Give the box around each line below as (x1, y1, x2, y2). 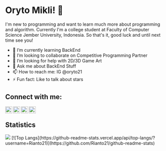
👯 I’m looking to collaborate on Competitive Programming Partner (12, 52, 147, 58)
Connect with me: (5, 93, 62, 101)
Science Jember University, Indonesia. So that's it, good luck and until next (5, 32, 161, 38)
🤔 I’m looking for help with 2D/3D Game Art (12, 57, 102, 63)
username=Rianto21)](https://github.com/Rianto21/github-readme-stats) (5, 140, 155, 146)
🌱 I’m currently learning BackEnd (12, 47, 80, 53)
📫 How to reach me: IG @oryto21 (12, 68, 82, 74)
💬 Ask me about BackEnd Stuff (12, 63, 76, 69)
